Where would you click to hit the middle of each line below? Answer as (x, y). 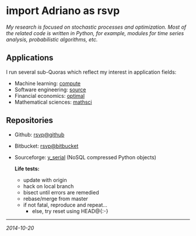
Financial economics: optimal (50, 95)
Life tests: (27, 169)
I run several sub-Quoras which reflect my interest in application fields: (91, 72)
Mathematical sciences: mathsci (53, 102)
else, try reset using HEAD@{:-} (70, 211)
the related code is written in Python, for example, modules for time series (95, 33)
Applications (30, 58)
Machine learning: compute (47, 83)
